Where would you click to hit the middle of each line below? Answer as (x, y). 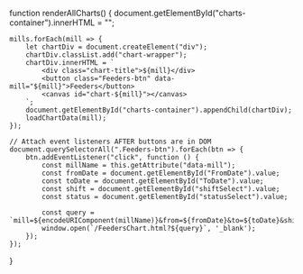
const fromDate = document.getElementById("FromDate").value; (161, 173)
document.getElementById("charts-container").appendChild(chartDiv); (159, 110)
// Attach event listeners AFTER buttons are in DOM (110, 142)
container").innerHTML (52, 23)
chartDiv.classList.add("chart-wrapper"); (106, 55)
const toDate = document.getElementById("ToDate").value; (153, 181)
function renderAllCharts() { (61, 13)
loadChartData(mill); (66, 118)
